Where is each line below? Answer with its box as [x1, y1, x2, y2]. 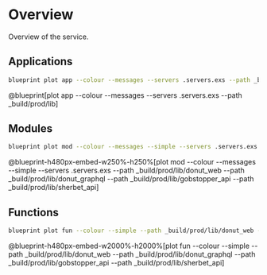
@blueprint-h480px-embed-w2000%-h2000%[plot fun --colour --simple [8, 241, 250, 250]
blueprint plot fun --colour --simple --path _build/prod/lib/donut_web [8, 227, 254, 235]
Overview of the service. [8, 32, 89, 41]
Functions [8, 205, 60, 219]
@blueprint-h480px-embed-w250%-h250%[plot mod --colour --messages [8, 157, 257, 167]
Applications [8, 55, 73, 68]
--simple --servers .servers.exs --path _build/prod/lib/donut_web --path [8, 165, 245, 176]
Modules [8, 122, 53, 136]
